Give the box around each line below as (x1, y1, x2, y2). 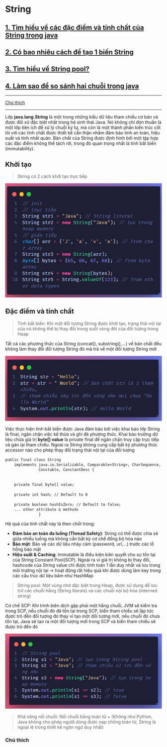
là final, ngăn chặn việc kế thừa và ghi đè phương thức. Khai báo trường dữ (5, 431, 158, 437)
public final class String (5, 457, 61, 462)
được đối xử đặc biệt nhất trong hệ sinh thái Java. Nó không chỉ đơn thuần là (5, 119, 162, 125)
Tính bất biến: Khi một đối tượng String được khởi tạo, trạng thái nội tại (17, 320, 162, 326)
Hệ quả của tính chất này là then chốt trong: (5, 521, 95, 527)
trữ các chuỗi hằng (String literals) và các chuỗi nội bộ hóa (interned (17, 587, 158, 593)
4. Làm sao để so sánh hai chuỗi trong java (5, 82, 139, 90)
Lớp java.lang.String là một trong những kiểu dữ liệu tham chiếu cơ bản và (5, 114, 158, 120)
